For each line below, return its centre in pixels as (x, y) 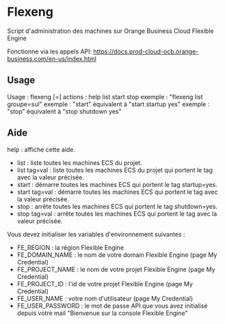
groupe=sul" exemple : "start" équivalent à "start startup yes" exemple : (108, 104)
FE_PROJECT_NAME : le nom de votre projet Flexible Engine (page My (116, 269)
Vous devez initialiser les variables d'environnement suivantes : (96, 234)
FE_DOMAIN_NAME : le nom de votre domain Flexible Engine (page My (117, 255)
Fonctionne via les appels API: (50, 51)
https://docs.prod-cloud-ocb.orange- (146, 51)
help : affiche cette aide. (41, 149)
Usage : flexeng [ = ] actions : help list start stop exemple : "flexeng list (105, 97)
